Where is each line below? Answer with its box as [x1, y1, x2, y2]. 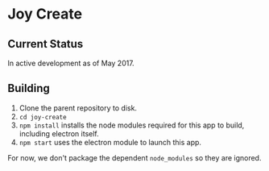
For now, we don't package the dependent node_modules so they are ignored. [7, 152, 262, 162]
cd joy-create [19, 113, 67, 121]
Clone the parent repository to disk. [19, 102, 138, 113]
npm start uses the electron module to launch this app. [19, 137, 202, 147]
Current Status [7, 37, 84, 51]
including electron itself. [19, 128, 100, 138]
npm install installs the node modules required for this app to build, [19, 120, 245, 130]
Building [7, 81, 50, 95]
